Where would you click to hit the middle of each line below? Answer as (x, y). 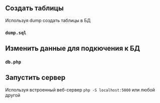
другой (13, 95)
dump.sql (16, 33)
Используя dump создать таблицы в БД (48, 20)
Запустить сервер (35, 78)
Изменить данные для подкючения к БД (73, 48)
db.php (13, 62)
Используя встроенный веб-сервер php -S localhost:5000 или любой (80, 89)
